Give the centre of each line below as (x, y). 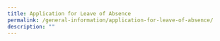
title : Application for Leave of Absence (69, 14)
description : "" (31, 26)
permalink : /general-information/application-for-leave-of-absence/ (110, 20)
